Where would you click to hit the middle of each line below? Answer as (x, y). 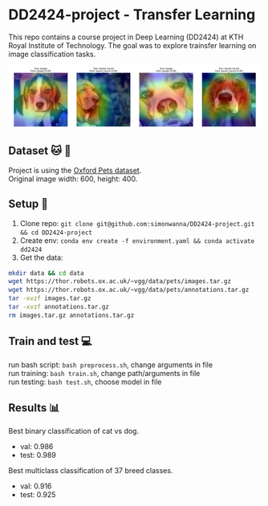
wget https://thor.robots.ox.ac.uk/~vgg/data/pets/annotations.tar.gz (129, 290)
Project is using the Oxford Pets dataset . (75, 170)
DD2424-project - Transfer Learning (132, 15)
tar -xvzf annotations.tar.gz (59, 307)
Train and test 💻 (50, 341)
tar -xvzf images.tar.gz (50, 298)
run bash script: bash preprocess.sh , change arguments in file (111, 364)
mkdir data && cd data (46, 273)
